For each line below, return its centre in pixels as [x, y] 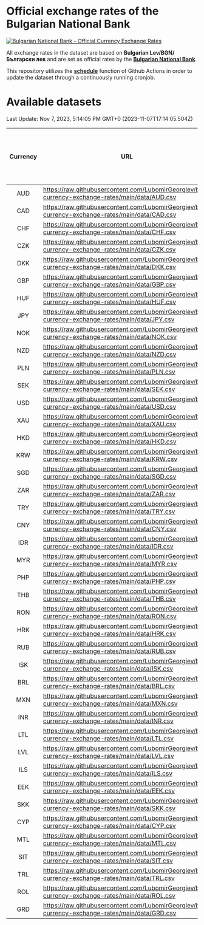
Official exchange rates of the [83, 11]
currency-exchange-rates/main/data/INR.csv [108, 721]
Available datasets [54, 102]
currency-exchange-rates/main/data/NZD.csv [110, 354]
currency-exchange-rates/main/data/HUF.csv [109, 302]
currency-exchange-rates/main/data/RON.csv [110, 616]
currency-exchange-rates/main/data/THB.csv [109, 598]
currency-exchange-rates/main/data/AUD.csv [110, 197]
